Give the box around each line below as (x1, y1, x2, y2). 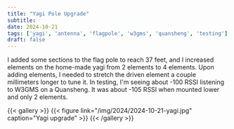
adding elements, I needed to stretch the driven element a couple (7, 71, 197, 79)
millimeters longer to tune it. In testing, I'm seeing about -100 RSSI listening (7, 78, 225, 86)
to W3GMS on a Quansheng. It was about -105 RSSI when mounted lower (7, 86, 220, 94)
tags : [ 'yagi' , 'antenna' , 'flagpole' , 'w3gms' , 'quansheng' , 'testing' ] (7, 29, 228, 37)
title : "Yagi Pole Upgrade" (7, 10, 90, 18)
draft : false (7, 36, 46, 43)
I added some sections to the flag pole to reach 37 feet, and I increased (7, 55, 214, 64)
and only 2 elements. (7, 93, 68, 102)
